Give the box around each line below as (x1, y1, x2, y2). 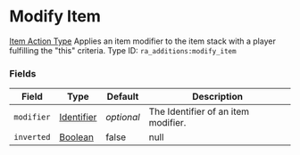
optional (105, 111, 140, 124)
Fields (9, 67, 37, 79)
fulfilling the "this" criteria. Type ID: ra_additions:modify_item (9, 45, 237, 55)
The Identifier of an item (148, 105, 250, 118)
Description (191, 91, 244, 103)
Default (106, 91, 139, 103)
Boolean (59, 131, 94, 143)
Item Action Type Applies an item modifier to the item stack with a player (9, 36, 277, 46)
